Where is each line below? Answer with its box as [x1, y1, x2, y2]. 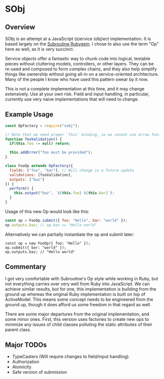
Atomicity [12, 364, 32, 370]
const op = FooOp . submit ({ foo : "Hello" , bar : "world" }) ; [5, 218, 128, 223]
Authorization [12, 359, 40, 365]
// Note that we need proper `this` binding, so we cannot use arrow [5, 132, 150, 137]
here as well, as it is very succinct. [5, 46, 74, 52]
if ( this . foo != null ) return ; [9, 141, 71, 146]
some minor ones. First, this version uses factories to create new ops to [5, 316, 149, 322]
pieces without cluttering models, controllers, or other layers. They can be [5, 61, 154, 66]
